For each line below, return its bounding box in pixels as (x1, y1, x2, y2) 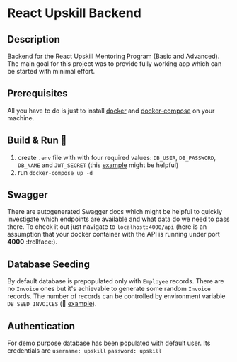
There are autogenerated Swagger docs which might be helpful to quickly (7, 208, 223, 216)
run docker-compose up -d (17, 168, 93, 176)
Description (7, 33, 60, 45)
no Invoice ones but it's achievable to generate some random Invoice (7, 285, 211, 293)
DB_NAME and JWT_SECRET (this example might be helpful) (17, 161, 179, 169)
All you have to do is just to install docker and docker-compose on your (7, 106, 215, 115)
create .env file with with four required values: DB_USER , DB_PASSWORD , (17, 153, 216, 162)
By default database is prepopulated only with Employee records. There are (7, 277, 224, 285)
